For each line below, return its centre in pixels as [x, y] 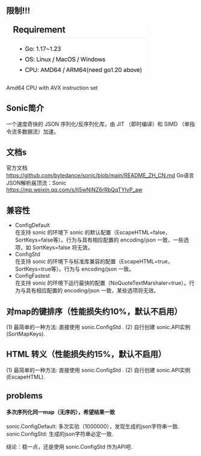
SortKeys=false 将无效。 [63, 248]
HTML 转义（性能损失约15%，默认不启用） [86, 354]
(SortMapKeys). [26, 334]
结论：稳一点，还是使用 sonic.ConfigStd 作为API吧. [70, 447]
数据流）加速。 [40, 131]
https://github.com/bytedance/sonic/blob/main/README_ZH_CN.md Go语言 [100, 175]
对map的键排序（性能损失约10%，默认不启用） [94, 311]
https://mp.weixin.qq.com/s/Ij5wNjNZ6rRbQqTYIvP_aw [74, 190]
